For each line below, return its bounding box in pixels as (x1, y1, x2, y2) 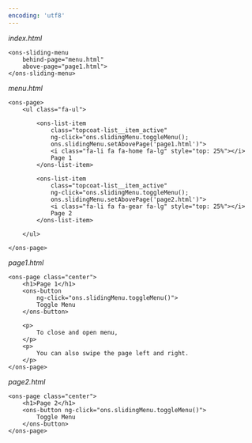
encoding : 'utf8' (8, 11, 66, 20)
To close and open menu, (36, 328, 118, 336)
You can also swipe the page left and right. (36, 349, 190, 357)
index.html (8, 33, 43, 43)
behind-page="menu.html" (22, 55, 104, 63)
